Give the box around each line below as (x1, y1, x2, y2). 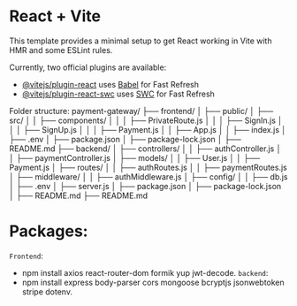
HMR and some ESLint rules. (9, 44, 113, 55)
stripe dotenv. (21, 286, 73, 297)
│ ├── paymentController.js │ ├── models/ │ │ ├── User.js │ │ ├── (9, 152, 261, 163)
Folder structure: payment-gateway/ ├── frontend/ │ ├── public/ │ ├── (9, 105, 274, 116)
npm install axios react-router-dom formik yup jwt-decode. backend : (21, 267, 269, 278)
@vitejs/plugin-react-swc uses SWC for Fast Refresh (21, 88, 215, 99)
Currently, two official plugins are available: (9, 62, 167, 73)
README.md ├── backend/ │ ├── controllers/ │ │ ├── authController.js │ (9, 143, 282, 154)
